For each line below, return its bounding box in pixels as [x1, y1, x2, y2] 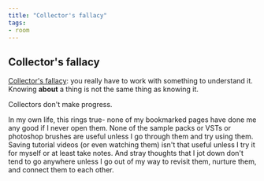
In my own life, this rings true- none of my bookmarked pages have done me [8, 115, 257, 124]
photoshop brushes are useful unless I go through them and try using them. [8, 131, 254, 142]
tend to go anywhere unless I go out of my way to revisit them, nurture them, [8, 157, 257, 166]
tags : [8, 19, 26, 27]
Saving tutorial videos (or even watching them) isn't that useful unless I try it [8, 140, 256, 150]
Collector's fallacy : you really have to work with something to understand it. [8, 76, 254, 86]
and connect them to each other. [8, 165, 114, 175]
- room [8, 26, 30, 34]
